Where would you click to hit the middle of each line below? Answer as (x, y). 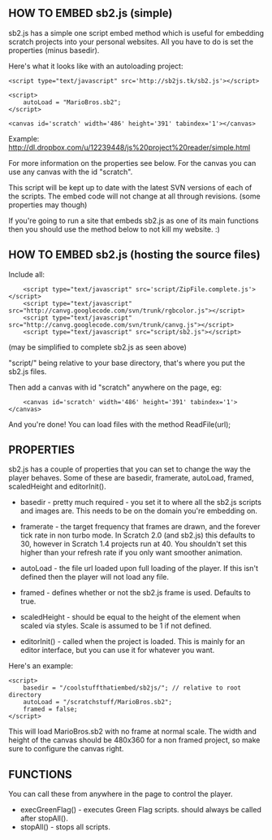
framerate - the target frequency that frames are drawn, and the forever (140, 527)
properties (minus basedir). (54, 50)
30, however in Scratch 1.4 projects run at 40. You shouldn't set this (134, 544)
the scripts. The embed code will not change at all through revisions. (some (135, 196)
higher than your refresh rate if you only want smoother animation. (131, 553)
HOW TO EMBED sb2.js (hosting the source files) (135, 255)
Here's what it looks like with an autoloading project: (96, 66)
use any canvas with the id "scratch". (71, 172)
